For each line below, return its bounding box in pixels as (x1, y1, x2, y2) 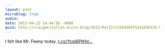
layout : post (5, 7, 32, 12)
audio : (5, 16, 19, 21)
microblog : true (5, 12, 38, 16)
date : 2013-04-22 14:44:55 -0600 (5, 20, 74, 26)
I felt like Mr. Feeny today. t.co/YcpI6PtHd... (5, 38, 93, 44)
